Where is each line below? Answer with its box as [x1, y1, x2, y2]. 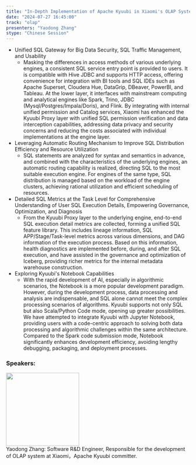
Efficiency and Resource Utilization [14, 146, 99, 153]
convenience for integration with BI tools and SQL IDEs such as [23, 77, 175, 85]
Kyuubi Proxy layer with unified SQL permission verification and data [23, 115, 188, 122]
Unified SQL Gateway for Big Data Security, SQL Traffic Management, [14, 46, 182, 53]
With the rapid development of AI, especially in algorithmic [23, 276, 164, 284]
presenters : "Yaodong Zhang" [6, 25, 77, 31]
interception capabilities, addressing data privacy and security [23, 121, 173, 128]
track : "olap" [6, 19, 41, 25]
